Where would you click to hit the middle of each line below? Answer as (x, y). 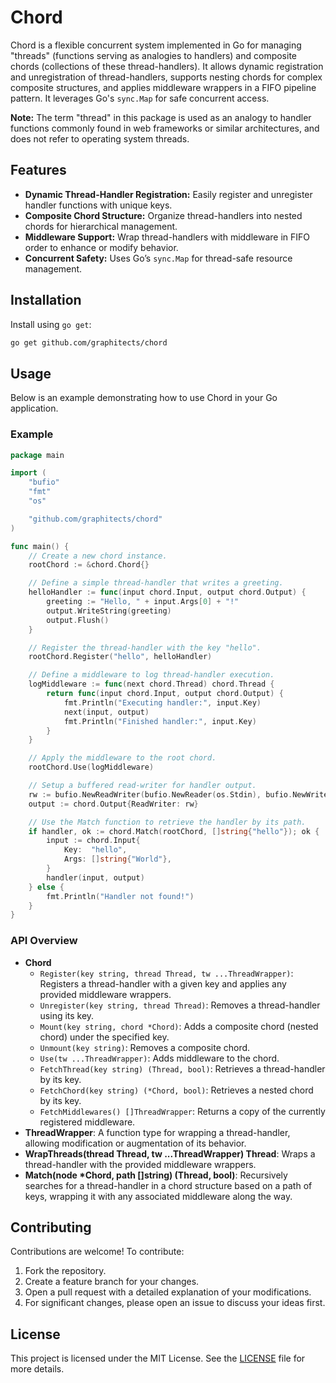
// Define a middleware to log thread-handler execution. (151, 675)
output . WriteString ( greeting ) (109, 611)
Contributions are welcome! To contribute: (97, 1252)
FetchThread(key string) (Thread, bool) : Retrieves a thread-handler (182, 1068)
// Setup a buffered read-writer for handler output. (142, 786)
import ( (28, 473)
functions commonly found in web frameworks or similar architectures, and (165, 128)
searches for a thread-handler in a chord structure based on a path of (168, 1185)
